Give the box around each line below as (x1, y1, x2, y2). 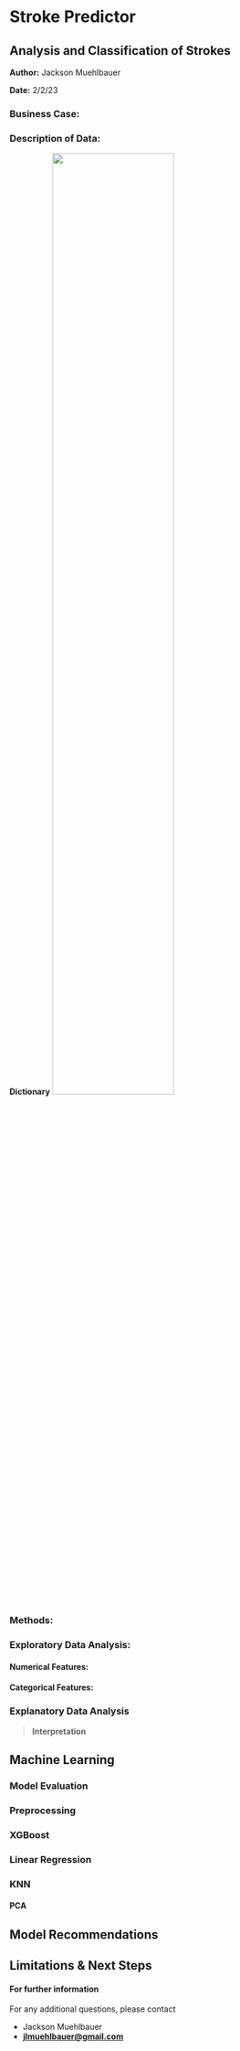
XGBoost (9, 1828, 50, 1841)
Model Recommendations (9, 1927, 159, 1942)
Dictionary (9, 1086, 50, 1097)
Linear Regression (9, 1853, 92, 1865)
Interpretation (31, 1726, 87, 1737)
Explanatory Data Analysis (9, 1705, 130, 1717)
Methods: (9, 1614, 54, 1627)
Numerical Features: (9, 1661, 89, 1672)
